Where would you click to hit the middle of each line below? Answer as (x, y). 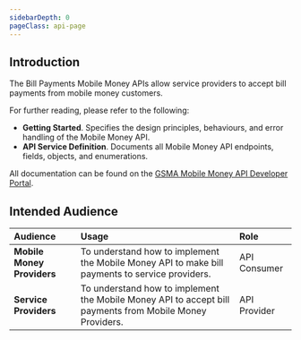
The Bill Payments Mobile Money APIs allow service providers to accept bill (148, 84)
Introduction (45, 62)
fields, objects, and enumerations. (85, 157)
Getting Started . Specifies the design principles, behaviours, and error (153, 128)
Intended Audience (64, 211)
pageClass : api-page (48, 26)
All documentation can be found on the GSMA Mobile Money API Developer (149, 174)
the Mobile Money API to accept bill (155, 300)
